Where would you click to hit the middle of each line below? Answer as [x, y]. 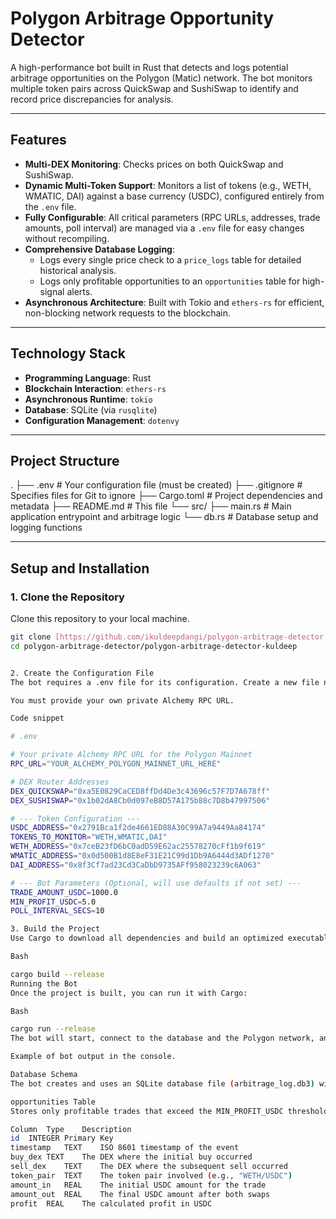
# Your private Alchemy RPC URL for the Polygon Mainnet [131, 755]
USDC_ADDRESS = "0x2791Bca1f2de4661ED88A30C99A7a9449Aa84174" [138, 828]
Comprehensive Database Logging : [99, 249]
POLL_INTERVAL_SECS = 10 [57, 911]
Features [38, 140]
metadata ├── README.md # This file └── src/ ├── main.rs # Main [151, 506]
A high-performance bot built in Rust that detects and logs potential [149, 67]
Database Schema [44, 1075]
